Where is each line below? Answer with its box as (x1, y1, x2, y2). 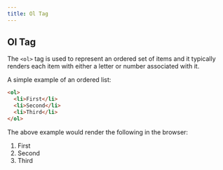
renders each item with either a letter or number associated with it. (7, 62, 200, 71)
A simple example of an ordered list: (7, 76, 111, 84)
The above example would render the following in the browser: (7, 127, 188, 136)
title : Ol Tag (7, 10, 49, 17)
